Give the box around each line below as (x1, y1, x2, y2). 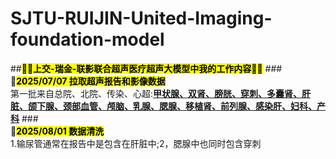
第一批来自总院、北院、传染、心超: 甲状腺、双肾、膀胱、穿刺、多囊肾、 (10, 87, 303, 99)
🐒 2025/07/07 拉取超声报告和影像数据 (10, 75, 166, 87)
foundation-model (10, 28, 165, 51)
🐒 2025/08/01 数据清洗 (10, 125, 105, 137)
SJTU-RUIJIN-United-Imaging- (10, 7, 273, 30)
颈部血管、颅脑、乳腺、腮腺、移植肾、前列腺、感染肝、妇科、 (62, 100, 317, 112)
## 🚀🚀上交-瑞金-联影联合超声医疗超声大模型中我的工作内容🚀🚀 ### (10, 62, 283, 74)
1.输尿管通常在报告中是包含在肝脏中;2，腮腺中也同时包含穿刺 (10, 137, 262, 149)
